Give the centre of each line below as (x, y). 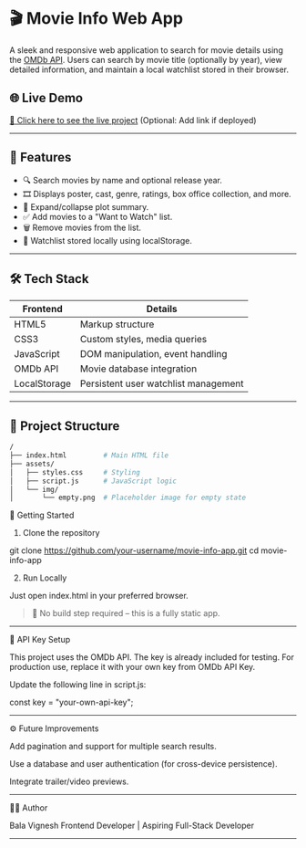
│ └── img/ (34, 489)
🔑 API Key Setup (40, 640)
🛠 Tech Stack (49, 279)
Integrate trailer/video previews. (69, 781)
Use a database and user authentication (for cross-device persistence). (143, 764)
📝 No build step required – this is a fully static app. (126, 613)
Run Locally (45, 578)
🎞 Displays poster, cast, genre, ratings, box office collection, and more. (157, 194)
